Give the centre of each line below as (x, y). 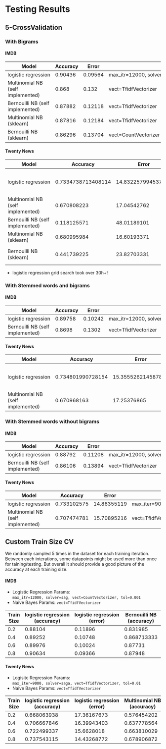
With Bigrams (22, 42)
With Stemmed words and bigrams (47, 285)
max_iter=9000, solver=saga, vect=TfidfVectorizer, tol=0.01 (77, 683)
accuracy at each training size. (36, 569)
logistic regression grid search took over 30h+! (60, 272)
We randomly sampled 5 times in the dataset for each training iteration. (77, 554)
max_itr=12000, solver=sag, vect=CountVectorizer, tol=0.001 (77, 597)
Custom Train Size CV (40, 542)
